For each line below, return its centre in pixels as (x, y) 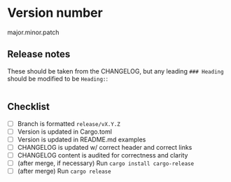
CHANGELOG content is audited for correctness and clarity (103, 155)
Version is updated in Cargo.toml (64, 132)
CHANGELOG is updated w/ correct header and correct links (105, 147)
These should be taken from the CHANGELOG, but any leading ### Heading (115, 71)
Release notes (39, 54)
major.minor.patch (33, 32)
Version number (55, 13)
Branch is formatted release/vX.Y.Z (69, 123)
